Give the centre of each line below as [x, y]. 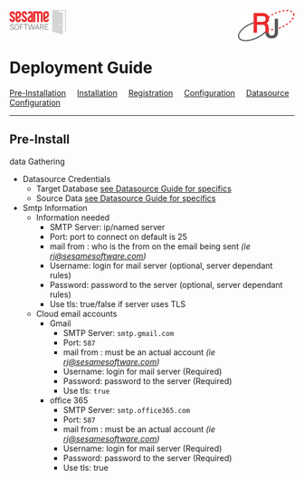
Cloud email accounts [76, 313]
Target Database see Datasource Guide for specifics [134, 188]
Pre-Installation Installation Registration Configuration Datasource [149, 92]
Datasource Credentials [66, 178]
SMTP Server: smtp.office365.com [127, 409]
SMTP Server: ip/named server [107, 226]
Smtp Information [55, 207]
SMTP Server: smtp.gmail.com [119, 332]
